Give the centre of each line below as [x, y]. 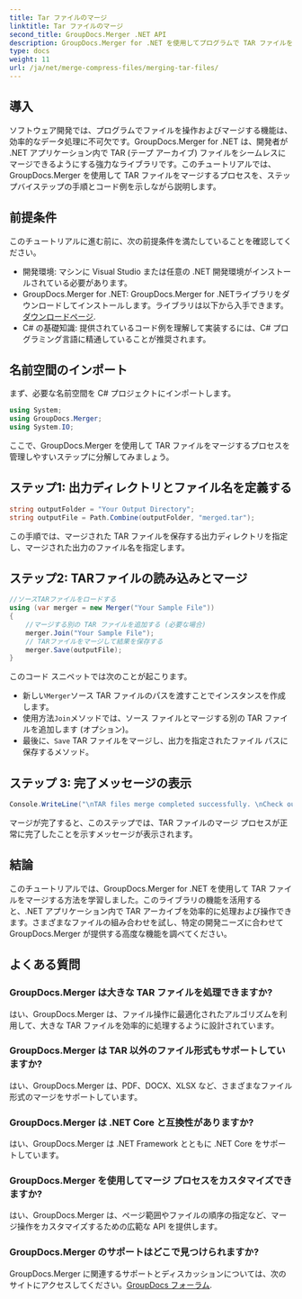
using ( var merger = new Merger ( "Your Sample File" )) [112, 608]
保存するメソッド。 [58, 752]
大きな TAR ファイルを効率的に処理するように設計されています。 [160, 1025]
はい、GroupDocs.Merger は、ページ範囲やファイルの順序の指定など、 [140, 1215]
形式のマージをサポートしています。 [75, 1096]
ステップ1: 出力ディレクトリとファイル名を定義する [151, 488]
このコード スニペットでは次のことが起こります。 [101, 677]
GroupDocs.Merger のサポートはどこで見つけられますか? [134, 1252]
